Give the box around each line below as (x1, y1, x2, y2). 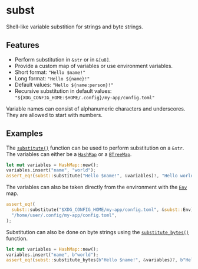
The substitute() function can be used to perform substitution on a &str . (6, 144, 184, 151)
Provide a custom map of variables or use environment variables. (14, 62, 173, 69)
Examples (6, 128, 43, 139)
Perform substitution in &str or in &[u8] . (14, 56, 111, 63)
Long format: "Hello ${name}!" (14, 74, 90, 82)
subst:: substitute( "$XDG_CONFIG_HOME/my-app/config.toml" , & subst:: (11, 207, 183, 213)
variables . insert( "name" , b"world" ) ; (6, 252, 99, 258)
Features (6, 40, 39, 50)
